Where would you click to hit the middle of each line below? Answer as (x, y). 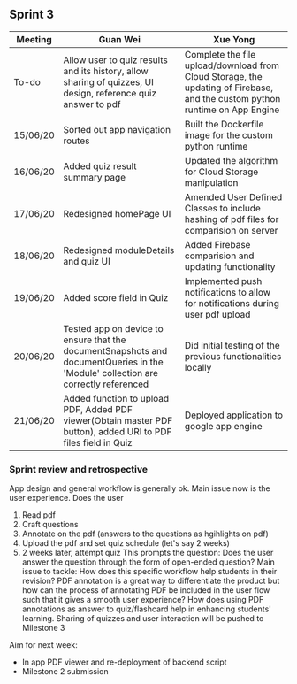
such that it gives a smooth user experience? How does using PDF (143, 600)
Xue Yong (234, 39)
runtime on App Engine (232, 110)
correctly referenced (106, 384)
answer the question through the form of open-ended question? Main (148, 562)
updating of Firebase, (229, 88)
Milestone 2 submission (65, 672)
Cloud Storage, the (223, 76)
